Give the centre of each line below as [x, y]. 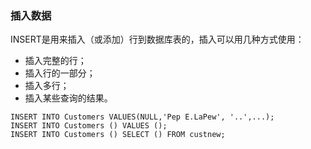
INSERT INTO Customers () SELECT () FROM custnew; [118, 135]
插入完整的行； [55, 61]
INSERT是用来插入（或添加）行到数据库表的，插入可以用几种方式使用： [157, 39]
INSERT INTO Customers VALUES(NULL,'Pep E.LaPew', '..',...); [142, 117]
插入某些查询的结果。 [68, 98]
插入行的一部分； [60, 73]
